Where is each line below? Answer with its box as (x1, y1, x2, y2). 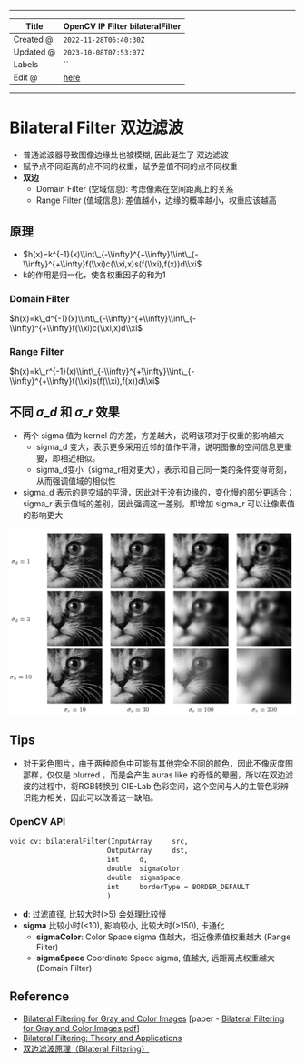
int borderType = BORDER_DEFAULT (106, 883, 250, 892)
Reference (9, 988, 70, 1005)
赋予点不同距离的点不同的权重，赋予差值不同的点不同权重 (22, 160, 238, 171)
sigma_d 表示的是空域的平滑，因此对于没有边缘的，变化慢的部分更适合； (22, 487, 295, 498)
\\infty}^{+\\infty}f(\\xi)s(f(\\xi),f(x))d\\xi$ (9, 376, 161, 386)
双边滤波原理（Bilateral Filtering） (22, 1043, 150, 1054)
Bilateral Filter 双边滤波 (9, 117, 184, 138)
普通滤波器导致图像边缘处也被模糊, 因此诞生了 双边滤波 (22, 149, 229, 160)
